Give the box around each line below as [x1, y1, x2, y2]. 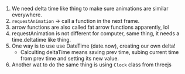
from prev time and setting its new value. [20, 55, 119, 62]
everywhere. [11, 11, 42, 18]
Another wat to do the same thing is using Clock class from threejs [11, 61, 172, 68]
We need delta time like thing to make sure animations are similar [11, 5, 169, 12]
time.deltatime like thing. [11, 36, 71, 43]
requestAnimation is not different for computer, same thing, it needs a [11, 30, 180, 37]
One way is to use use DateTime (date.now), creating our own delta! [11, 42, 176, 49]
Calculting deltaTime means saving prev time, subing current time [20, 49, 179, 55]
